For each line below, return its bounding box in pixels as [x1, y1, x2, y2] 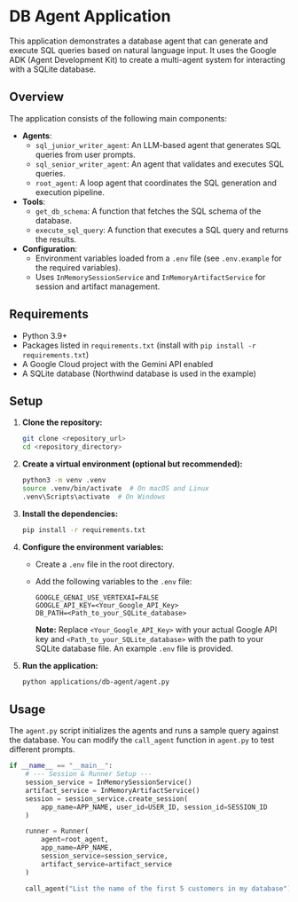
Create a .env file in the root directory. [35, 559, 175, 569]
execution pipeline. [35, 186, 105, 197]
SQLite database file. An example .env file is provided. [35, 643, 233, 654]
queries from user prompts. [35, 149, 136, 160]
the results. [35, 233, 77, 245]
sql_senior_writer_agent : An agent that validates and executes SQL [35, 158, 285, 169]
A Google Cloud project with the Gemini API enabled [21, 358, 214, 369]
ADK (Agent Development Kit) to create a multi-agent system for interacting [9, 54, 286, 65]
